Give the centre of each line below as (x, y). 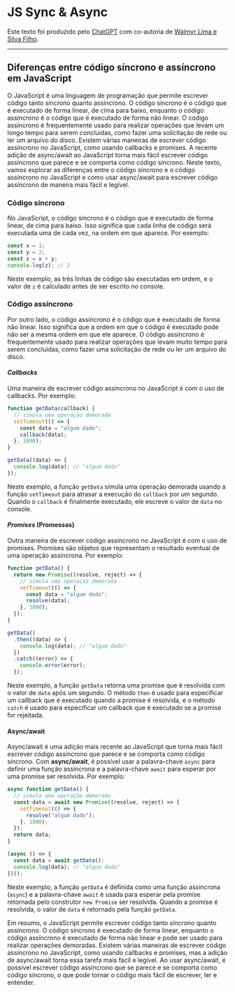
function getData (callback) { (51, 409)
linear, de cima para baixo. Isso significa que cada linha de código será (109, 225)
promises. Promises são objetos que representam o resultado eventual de (114, 548)
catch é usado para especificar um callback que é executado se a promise (114, 707)
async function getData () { (48, 789)
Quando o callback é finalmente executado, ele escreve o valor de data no (115, 501)
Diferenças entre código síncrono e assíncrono (112, 68)
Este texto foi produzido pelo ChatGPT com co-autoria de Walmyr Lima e (112, 32)
